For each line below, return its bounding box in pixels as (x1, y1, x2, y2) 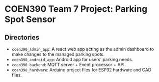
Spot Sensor (4, 14, 56, 25)
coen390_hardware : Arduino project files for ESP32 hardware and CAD (11, 67, 152, 73)
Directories (4, 33, 40, 41)
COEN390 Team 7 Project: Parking (4, 3, 148, 15)
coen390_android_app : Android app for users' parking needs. (11, 57, 133, 62)
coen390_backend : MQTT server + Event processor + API (11, 62, 125, 67)
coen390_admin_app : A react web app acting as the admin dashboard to (11, 46, 154, 52)
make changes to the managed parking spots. (11, 51, 105, 57)
